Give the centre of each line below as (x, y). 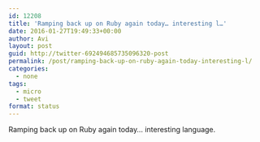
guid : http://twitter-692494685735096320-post (89, 54)
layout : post (30, 46)
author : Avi (28, 39)
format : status (34, 106)
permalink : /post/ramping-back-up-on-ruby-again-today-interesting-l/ (130, 62)
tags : (17, 84)
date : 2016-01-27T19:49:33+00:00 (65, 31)
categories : (28, 69)
